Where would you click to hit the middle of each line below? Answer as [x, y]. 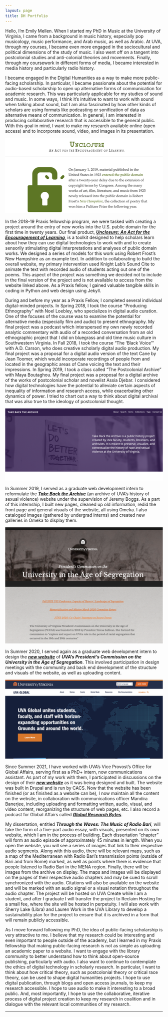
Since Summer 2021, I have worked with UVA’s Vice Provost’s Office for [78, 767]
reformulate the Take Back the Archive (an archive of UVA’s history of [77, 494]
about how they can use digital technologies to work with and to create [78, 242]
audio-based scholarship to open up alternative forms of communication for [83, 88]
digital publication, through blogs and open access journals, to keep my [79, 983]
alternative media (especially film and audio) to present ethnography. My [80, 321]
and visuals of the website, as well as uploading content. [63, 672]
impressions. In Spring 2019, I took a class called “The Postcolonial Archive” [83, 369]
